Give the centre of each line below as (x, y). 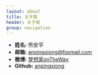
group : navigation (28, 28)
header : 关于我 (23, 22)
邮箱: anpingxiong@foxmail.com (53, 52)
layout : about (23, 11)
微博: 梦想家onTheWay (41, 59)
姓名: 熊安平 (29, 45)
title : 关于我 (22, 17)
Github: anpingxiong (39, 66)
